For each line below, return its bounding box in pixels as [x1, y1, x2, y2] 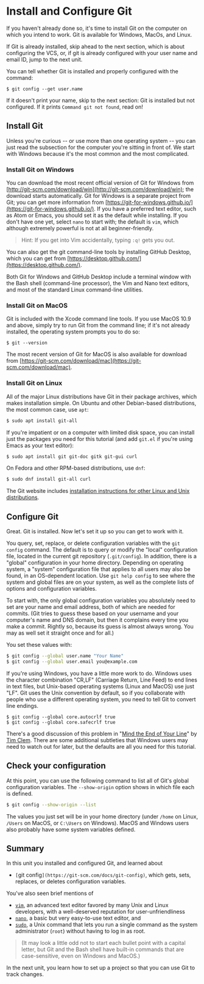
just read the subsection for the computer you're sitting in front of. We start [6, 144, 195, 151]
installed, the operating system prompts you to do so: [6, 328, 140, 335]
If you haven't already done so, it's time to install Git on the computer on [6, 24, 188, 32]
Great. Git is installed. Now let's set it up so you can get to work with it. [6, 528, 184, 535]
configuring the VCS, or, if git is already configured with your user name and [6, 49, 198, 56]
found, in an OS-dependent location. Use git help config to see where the [6, 572, 195, 580]
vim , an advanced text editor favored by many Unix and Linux [15, 902, 169, 909]
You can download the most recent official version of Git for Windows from [6, 179, 194, 187]
